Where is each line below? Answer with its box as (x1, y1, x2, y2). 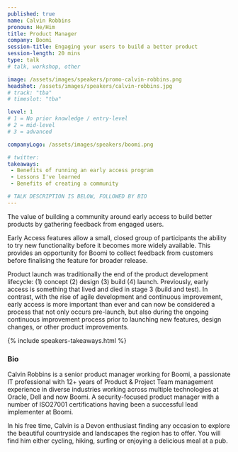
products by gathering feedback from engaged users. (7, 220, 164, 228)
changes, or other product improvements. (7, 322, 129, 331)
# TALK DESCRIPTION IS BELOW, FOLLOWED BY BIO (7, 193, 147, 200)
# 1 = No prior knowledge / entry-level (7, 115, 129, 123)
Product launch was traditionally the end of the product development (7, 270, 208, 278)
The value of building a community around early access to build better (7, 212, 212, 220)
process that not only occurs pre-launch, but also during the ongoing (7, 307, 209, 316)
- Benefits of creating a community (10, 180, 119, 188)
